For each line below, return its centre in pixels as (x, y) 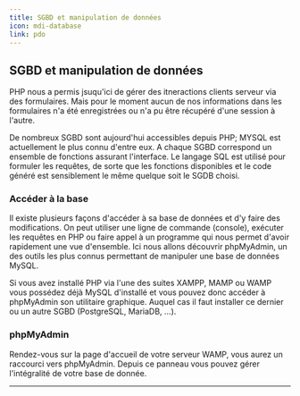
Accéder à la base (49, 199)
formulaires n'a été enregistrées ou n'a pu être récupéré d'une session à (142, 111)
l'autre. (22, 121)
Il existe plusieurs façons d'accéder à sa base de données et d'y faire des (145, 218)
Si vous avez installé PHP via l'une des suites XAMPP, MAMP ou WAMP (141, 283)
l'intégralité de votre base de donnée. (78, 373)
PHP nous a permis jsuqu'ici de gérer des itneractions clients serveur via (143, 92)
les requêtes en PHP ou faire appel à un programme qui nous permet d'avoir (150, 237)
